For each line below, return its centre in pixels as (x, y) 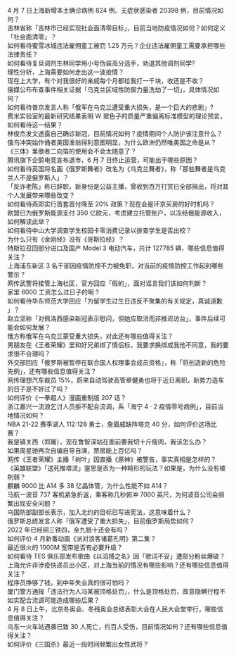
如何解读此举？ (29, 222)
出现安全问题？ (35, 503)
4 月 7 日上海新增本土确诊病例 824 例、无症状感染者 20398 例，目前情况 (112, 10)
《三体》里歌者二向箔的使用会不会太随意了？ (72, 151)
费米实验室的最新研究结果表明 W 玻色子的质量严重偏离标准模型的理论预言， (117, 116)
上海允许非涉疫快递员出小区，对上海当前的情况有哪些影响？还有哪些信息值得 (118, 565)
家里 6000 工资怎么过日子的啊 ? (53, 292)
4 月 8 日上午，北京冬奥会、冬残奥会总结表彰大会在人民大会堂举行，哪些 (112, 609)
